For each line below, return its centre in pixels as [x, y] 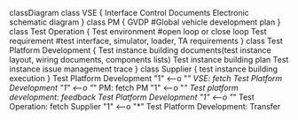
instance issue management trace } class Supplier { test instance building [143, 69]
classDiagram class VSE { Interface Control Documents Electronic [129, 13]
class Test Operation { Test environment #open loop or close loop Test [138, 31]
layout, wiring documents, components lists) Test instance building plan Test [149, 60]
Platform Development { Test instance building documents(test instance [141, 50]
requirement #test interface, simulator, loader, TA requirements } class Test [146, 41]
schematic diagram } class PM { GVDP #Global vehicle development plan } [145, 22]
